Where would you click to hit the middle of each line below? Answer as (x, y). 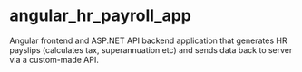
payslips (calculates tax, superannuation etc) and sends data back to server (151, 49)
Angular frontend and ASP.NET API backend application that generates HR (148, 40)
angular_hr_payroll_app (101, 16)
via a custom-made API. (54, 59)
